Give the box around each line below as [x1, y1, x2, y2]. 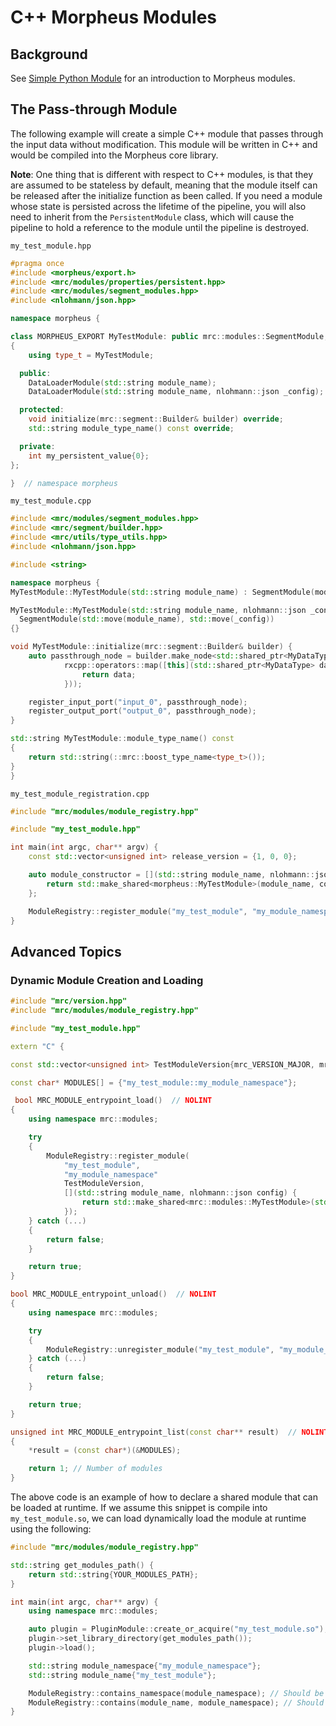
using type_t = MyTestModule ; [28, 350, 155, 360]
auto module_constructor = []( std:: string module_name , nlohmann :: [28, 870, 315, 880]
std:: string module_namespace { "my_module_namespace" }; [28, 1661, 262, 1671]
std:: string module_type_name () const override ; [28, 424, 235, 434]
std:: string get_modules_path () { [10, 1560, 155, 1570]
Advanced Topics [10, 943, 122, 960]
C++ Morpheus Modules [10, 6, 218, 29]
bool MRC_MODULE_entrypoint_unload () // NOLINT [10, 1289, 217, 1300]
